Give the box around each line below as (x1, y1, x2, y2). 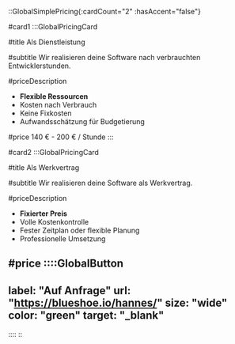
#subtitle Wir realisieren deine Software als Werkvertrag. (8, 178, 193, 187)
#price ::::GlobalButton (8, 257, 124, 270)
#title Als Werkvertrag (8, 163, 80, 172)
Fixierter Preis (19, 209, 67, 218)
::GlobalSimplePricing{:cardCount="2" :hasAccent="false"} (8, 7, 202, 16)
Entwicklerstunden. (8, 61, 71, 70)
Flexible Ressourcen (19, 92, 89, 101)
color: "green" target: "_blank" (8, 308, 165, 322)
